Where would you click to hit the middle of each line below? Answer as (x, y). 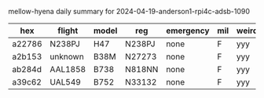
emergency (188, 31)
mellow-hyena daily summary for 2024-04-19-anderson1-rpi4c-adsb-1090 (129, 11)
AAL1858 (68, 69)
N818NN (142, 69)
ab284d (27, 69)
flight (68, 31)
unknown (67, 56)
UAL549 (65, 82)
